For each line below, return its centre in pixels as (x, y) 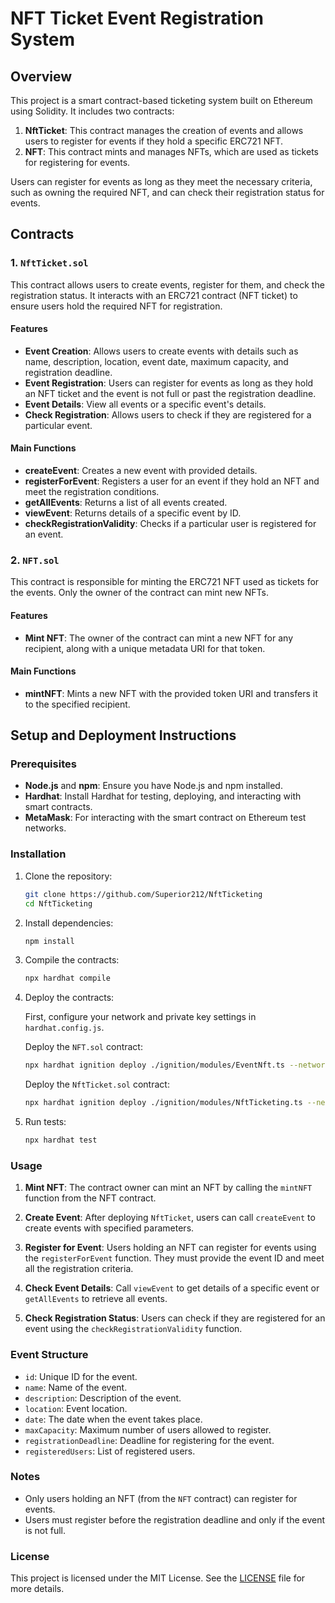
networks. (45, 828)
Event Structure (49, 1355)
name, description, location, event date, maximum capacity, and (156, 361)
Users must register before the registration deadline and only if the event (175, 1519)
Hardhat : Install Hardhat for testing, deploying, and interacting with (163, 796)
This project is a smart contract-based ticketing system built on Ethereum (161, 100)
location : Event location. (76, 1408)
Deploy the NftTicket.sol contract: (97, 1084)
